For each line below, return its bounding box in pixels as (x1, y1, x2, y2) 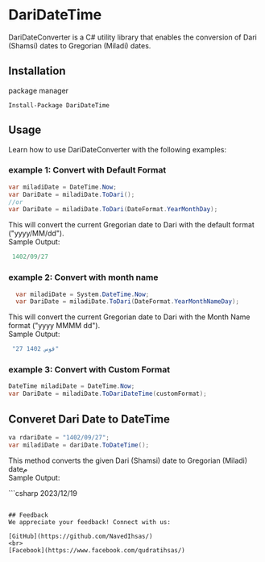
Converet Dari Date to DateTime (8, 412, 171, 426)
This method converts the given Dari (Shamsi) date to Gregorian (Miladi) (8, 456, 248, 465)
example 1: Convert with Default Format (8, 164, 167, 176)
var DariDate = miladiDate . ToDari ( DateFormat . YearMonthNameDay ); (15, 298, 240, 306)
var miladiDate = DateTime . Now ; (8, 183, 117, 191)
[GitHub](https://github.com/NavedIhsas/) (8, 532, 153, 540)
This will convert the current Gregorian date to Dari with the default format (8, 220, 255, 230)
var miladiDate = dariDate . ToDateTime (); (8, 441, 150, 449)
